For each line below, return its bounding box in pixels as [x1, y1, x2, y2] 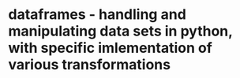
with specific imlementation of [8, 39, 213, 57]
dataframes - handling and [8, 6, 187, 24]
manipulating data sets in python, [8, 22, 233, 40]
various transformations [8, 56, 171, 74]
